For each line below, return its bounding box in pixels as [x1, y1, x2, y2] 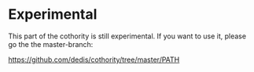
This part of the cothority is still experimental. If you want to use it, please [8, 31, 246, 41]
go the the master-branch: [8, 39, 94, 49]
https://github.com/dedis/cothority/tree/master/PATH [8, 55, 180, 64]
